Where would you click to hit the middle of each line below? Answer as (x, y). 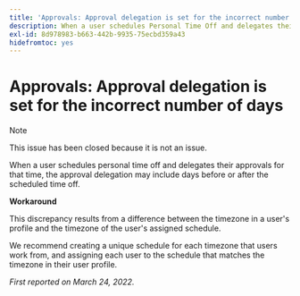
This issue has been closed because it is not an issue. (108, 148)
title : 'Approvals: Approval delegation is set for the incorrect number (150, 17)
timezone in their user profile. (63, 265)
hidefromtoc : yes (42, 42)
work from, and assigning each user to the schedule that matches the (137, 255)
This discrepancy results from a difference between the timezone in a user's (150, 219)
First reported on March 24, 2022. (72, 282)
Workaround (33, 201)
